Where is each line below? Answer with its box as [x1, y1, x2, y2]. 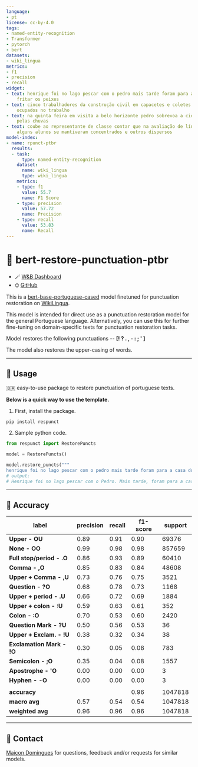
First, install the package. [14, 408, 76, 415]
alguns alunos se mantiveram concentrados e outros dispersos [16, 129, 173, 135]
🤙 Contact [6, 733, 44, 743]
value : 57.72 [21, 206, 54, 212]
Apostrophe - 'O [9, 667, 57, 675]
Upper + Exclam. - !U [9, 631, 70, 639]
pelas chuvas [16, 118, 49, 124]
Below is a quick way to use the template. [6, 396, 110, 404]
